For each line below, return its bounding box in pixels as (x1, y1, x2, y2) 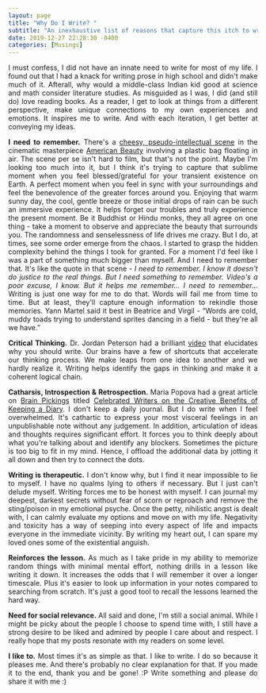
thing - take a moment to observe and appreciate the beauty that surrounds (8, 221, 258, 231)
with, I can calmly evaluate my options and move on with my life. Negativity (8, 513, 258, 522)
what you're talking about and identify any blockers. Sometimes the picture (8, 438, 258, 448)
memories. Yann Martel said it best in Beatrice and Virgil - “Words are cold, (8, 306, 258, 316)
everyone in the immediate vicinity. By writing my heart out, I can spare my (8, 529, 258, 539)
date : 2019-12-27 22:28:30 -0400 (8, 33, 119, 42)
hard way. (8, 595, 41, 605)
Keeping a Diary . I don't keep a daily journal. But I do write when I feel (8, 404, 258, 414)
